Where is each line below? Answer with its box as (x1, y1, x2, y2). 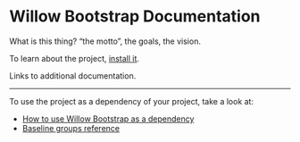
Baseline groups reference (21, 122, 121, 133)
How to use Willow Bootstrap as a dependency (21, 113, 195, 124)
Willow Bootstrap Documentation (9, 6, 261, 27)
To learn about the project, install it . (9, 53, 140, 63)
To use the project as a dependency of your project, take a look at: (9, 96, 254, 106)
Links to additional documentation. (9, 70, 137, 81)
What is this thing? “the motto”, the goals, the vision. (9, 36, 201, 46)
